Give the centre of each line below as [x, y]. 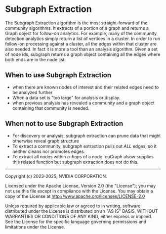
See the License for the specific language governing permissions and [76, 222]
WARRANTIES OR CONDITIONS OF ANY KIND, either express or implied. [79, 216]
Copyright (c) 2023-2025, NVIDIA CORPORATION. [56, 176]
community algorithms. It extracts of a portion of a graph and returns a [77, 28]
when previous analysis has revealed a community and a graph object [83, 103]
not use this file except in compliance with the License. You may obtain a [79, 191]
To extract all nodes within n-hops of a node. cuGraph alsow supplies [83, 156]
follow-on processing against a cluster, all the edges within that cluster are [81, 44]
